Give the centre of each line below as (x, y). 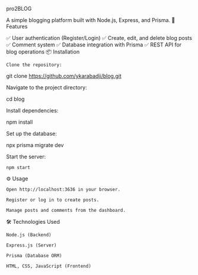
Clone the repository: (34, 65)
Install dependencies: (32, 110)
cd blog (15, 99)
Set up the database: (32, 134)
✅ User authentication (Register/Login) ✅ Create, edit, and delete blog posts (99, 38)
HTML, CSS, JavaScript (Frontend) (49, 266)
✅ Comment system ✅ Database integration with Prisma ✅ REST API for (94, 45)
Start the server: (26, 157)
